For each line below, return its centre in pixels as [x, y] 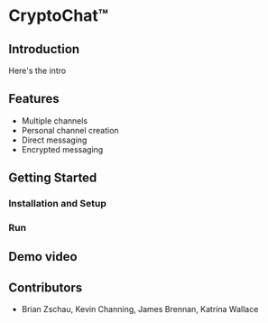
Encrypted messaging [62, 149]
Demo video [43, 257]
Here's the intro [37, 70]
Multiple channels [54, 120]
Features [34, 99]
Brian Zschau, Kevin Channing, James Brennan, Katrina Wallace [140, 309]
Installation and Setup [58, 204]
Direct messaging [54, 140]
